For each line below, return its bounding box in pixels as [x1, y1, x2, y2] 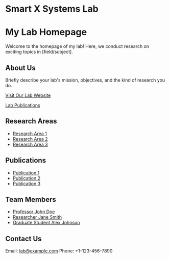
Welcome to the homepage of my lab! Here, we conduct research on [5, 43, 150, 49]
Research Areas [5, 117, 57, 125]
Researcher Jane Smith [12, 214, 62, 220]
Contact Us [5, 234, 42, 243]
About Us [5, 63, 36, 72]
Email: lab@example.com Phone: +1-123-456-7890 [5, 248, 113, 254]
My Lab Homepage [5, 27, 87, 38]
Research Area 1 [12, 131, 47, 137]
